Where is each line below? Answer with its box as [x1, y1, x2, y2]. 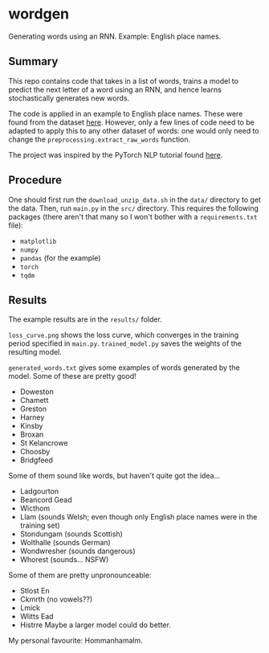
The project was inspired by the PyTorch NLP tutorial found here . [8, 150, 223, 159]
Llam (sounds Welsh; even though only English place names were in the [19, 512, 258, 522]
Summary [8, 55, 59, 68]
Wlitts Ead [19, 612, 54, 622]
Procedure [8, 174, 63, 187]
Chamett [19, 396, 49, 405]
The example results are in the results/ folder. [8, 314, 162, 324]
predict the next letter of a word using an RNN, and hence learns [8, 84, 222, 94]
